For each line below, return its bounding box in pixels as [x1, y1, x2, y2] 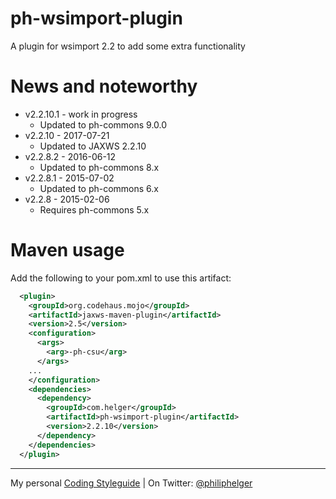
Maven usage [10, 239, 125, 262]
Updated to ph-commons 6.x [39, 182, 159, 194]
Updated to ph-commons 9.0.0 [39, 118, 168, 131]
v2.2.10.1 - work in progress [24, 108, 138, 120]
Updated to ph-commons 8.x [39, 161, 160, 173]
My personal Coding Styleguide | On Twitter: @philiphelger [10, 477, 253, 489]
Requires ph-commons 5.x [39, 203, 150, 216]
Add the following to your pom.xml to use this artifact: [10, 272, 232, 284]
